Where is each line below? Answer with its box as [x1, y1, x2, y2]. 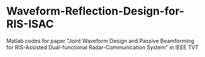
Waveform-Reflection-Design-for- [6, 4, 184, 18]
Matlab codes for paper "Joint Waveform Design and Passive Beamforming [6, 37, 195, 44]
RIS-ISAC [6, 17, 54, 31]
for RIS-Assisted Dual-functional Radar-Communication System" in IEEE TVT [6, 44, 199, 51]
